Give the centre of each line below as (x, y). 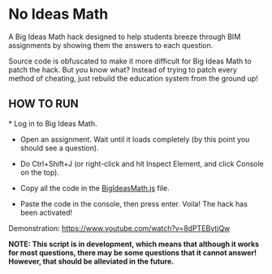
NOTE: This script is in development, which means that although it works (134, 244)
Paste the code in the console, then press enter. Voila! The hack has (134, 203)
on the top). (39, 172)
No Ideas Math (58, 14)
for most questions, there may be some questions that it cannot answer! (133, 252)
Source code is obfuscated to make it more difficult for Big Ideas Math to (130, 61)
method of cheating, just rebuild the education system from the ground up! (133, 78)
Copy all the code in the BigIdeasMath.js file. (95, 188)
